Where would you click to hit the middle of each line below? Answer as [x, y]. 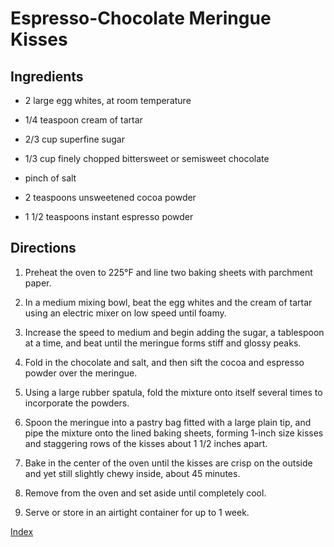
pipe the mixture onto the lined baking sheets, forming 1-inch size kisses [174, 433]
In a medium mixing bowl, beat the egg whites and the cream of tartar [168, 302]
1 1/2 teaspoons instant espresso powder [109, 216]
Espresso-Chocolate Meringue [141, 18]
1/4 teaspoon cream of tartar [83, 120]
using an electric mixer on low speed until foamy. [125, 313]
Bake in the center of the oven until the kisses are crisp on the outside [168, 463]
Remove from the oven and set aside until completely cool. [145, 493]
